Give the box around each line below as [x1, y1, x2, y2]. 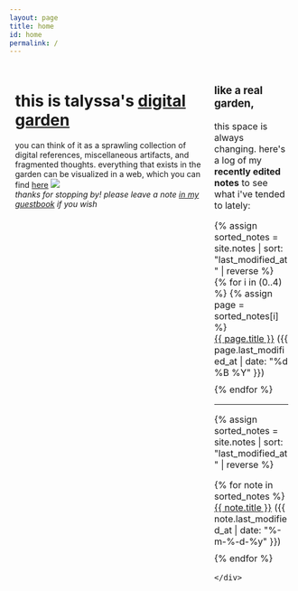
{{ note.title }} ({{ [213, 502, 286, 514]
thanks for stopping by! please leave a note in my [14, 189, 200, 200]
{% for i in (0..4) [213, 277, 283, 289]
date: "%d [245, 355, 289, 368]
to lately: [213, 200, 251, 212]
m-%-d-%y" [213, 535, 268, 548]
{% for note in [213, 479, 274, 492]
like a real [213, 83, 264, 98]
